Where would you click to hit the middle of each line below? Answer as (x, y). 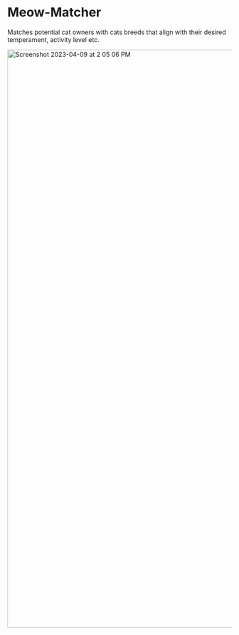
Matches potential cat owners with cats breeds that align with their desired (117, 32)
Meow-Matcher (54, 12)
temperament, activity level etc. (53, 39)
